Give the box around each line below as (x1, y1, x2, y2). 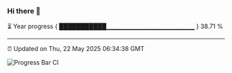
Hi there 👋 (7, 6, 41, 16)
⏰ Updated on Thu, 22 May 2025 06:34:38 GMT (7, 45, 145, 53)
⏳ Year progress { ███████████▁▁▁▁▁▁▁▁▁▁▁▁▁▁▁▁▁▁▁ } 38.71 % (7, 22, 223, 30)
